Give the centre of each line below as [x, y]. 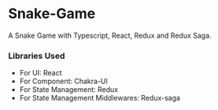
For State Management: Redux [69, 90]
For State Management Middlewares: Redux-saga [100, 98]
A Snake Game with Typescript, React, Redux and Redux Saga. [110, 35]
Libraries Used [37, 56]
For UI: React [41, 73]
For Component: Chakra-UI [64, 81]
